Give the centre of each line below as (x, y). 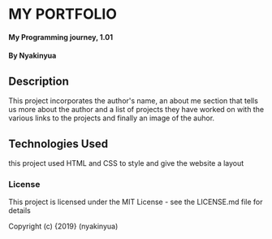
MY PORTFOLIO (63, 14)
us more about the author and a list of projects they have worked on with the (136, 110)
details (19, 211)
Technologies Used (58, 143)
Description (39, 81)
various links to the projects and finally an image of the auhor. (112, 118)
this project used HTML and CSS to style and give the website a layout (126, 163)
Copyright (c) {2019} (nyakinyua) (63, 226)
